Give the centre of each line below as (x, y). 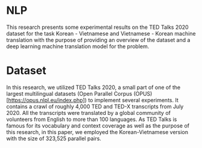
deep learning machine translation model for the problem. (78, 46)
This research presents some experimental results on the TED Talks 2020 (97, 27)
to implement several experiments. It (134, 100)
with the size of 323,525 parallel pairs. (54, 138)
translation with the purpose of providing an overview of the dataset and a (98, 40)
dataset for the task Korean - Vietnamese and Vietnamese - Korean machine (101, 33)
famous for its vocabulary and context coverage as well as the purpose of (98, 125)
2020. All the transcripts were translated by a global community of (88, 113)
